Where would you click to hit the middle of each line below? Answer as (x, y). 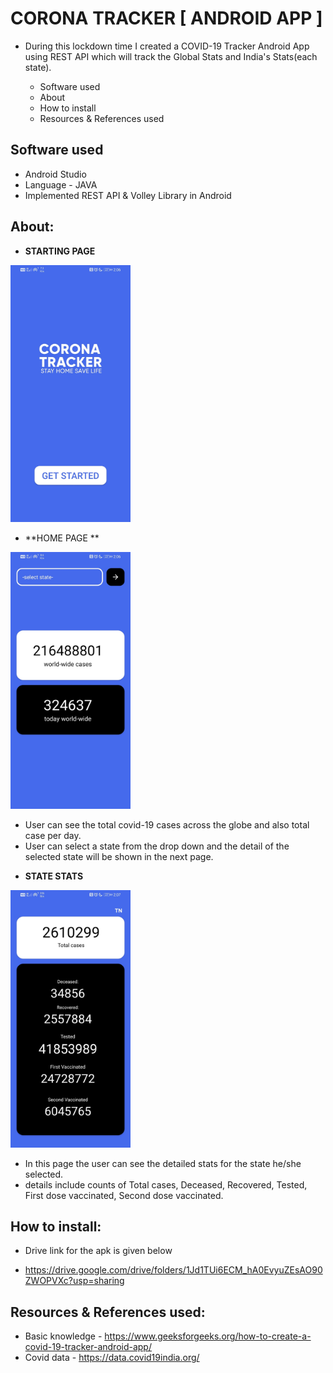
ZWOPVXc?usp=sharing (74, 1281)
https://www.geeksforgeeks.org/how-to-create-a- (208, 1336)
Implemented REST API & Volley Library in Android (128, 195)
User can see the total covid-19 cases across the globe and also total (167, 825)
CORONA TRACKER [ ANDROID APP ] (166, 18)
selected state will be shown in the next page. (119, 857)
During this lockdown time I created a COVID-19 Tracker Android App (167, 46)
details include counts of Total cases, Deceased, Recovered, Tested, (166, 1184)
